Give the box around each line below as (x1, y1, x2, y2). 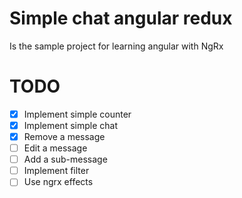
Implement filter (23, 165, 90, 177)
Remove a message (23, 131, 106, 142)
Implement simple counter (23, 108, 132, 120)
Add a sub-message (23, 153, 108, 166)
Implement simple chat (23, 119, 118, 131)
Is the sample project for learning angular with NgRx (9, 40, 224, 52)
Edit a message (23, 142, 88, 154)
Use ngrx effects (23, 176, 94, 188)
